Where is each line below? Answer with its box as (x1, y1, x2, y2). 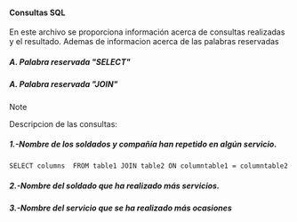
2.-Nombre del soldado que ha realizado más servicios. (9, 180, 221, 191)
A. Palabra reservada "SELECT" (9, 56, 131, 67)
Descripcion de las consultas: (9, 118, 118, 129)
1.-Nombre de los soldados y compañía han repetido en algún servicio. (9, 139, 277, 150)
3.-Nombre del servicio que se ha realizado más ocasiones (9, 202, 233, 213)
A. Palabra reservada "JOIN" (9, 79, 118, 90)
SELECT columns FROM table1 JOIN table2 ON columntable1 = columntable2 (9, 161, 289, 170)
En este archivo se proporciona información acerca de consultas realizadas (9, 27, 285, 37)
